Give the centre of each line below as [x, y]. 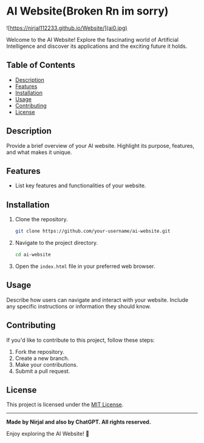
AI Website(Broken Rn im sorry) [87, 11]
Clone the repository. [41, 219]
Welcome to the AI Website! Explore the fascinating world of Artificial [93, 39]
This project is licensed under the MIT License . [65, 405]
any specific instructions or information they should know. [79, 306]
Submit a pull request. [42, 371]
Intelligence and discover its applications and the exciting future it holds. [97, 46]
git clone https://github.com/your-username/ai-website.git [93, 231]
